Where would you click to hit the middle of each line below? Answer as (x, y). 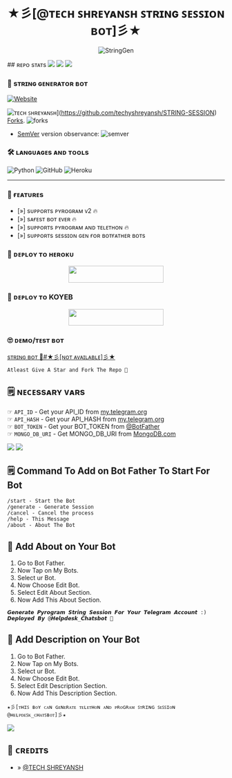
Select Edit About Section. (54, 593)
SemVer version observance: (58, 134)
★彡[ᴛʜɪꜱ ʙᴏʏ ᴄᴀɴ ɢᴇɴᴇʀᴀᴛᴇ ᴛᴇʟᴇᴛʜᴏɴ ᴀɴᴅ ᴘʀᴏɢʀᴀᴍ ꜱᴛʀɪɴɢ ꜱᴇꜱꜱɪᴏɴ (91, 707)
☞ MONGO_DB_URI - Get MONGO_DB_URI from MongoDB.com (91, 434)
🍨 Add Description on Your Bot (74, 640)
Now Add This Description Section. (67, 693)
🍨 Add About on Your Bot (61, 546)
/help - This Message (38, 519)
